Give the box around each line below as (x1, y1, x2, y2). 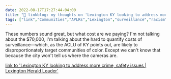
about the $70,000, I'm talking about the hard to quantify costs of (5, 36, 142, 42)
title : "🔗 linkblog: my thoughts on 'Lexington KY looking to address (5, 12, 158, 17)
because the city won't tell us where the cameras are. (5, 52, 118, 59)
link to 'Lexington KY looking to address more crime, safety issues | (5, 62, 147, 69)
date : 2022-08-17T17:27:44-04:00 (5, 7, 76, 13)
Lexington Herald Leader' (5, 68, 59, 74)
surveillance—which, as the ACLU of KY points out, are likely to (5, 42, 138, 48)
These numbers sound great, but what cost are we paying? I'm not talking (5, 31, 160, 37)
